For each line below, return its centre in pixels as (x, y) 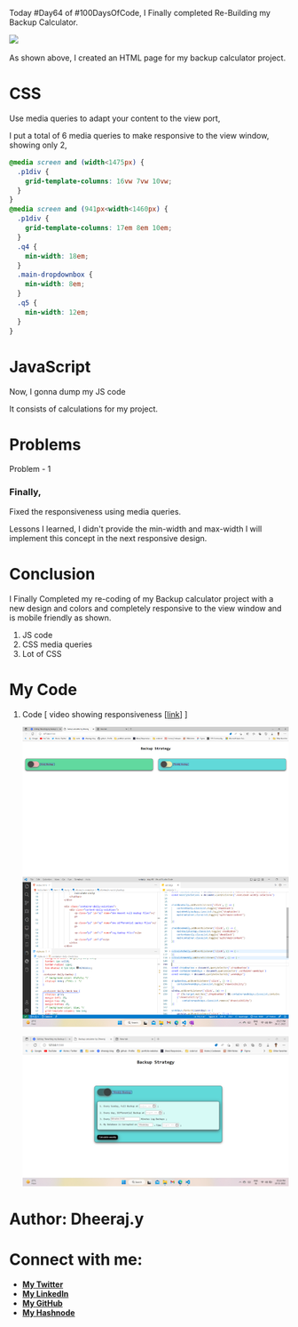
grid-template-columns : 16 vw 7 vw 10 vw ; (99, 181)
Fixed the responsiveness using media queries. (95, 511)
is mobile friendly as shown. (60, 618)
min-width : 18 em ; (57, 256)
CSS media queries (57, 644)
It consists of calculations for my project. (83, 409)
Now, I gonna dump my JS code (67, 391)
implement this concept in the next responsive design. (108, 538)
